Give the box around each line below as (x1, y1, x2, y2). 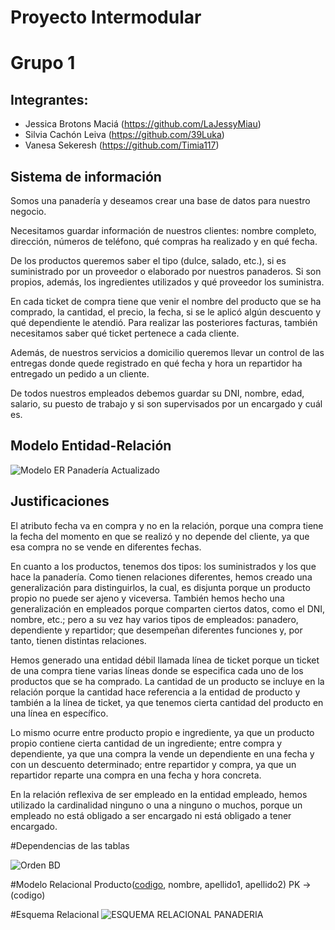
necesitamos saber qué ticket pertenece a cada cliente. (10, 327, 240, 339)
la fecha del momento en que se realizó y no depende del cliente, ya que (10, 530, 310, 542)
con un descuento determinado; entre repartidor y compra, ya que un (10, 758, 297, 770)
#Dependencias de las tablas (10, 839, 130, 851)
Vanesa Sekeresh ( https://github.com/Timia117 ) (24, 139, 220, 151)
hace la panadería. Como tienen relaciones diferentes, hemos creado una (10, 571, 313, 583)
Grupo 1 (10, 52, 76, 75)
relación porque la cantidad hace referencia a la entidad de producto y (10, 686, 301, 698)
